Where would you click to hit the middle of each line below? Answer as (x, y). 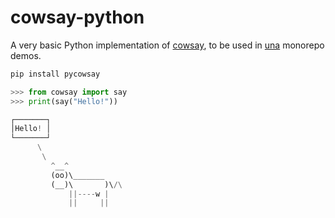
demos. (26, 55)
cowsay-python (77, 17)
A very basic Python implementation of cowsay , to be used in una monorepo (167, 45)
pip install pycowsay (55, 74)
